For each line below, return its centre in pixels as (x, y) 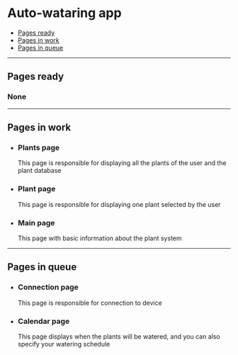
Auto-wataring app (64, 13)
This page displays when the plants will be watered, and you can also (119, 336)
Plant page (36, 189)
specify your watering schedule (64, 344)
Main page (36, 222)
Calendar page (44, 321)
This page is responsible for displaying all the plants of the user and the (122, 163)
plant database (39, 171)
